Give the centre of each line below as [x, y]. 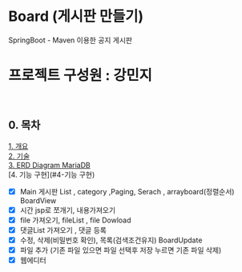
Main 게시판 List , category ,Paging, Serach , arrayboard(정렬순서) [127, 191]
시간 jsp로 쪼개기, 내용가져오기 [68, 210]
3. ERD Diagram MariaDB [49, 165]
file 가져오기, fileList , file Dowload [75, 220]
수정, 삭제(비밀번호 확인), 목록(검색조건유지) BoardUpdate [111, 240]
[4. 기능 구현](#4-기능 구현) [52, 174]
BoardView [38, 200]
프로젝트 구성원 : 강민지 [80, 76]
